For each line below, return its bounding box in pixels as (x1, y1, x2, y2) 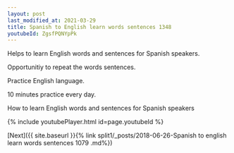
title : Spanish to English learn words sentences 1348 (7, 23, 172, 30)
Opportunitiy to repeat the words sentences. (7, 63, 136, 71)
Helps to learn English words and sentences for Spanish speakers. (7, 49, 200, 58)
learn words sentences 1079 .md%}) (7, 139, 113, 147)
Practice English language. (7, 77, 85, 85)
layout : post (7, 10, 46, 18)
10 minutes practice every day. (7, 90, 97, 99)
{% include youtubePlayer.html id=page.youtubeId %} (7, 118, 164, 126)
